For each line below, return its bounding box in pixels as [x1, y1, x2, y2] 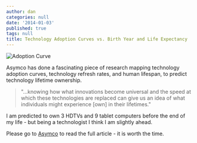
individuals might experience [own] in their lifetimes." [20, 101, 151, 107]
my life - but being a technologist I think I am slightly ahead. [6, 119, 153, 125]
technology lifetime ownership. [6, 77, 82, 84]
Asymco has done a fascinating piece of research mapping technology [6, 64, 180, 71]
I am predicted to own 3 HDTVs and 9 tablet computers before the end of [6, 112, 186, 119]
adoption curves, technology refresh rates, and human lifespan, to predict [6, 71, 187, 77]
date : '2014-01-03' [6, 20, 55, 26]
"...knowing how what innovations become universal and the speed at [20, 88, 192, 95]
